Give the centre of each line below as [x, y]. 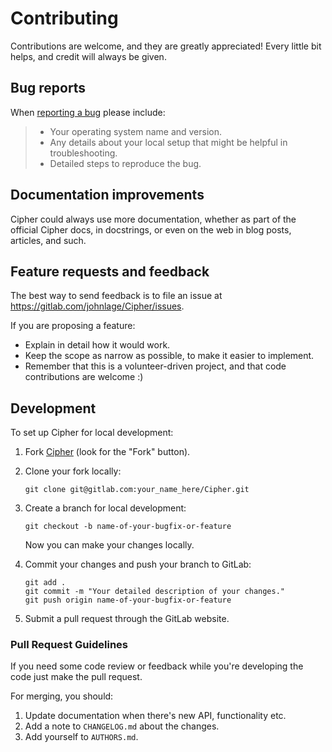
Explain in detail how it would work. [97, 345]
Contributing [64, 18]
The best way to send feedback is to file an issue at [116, 296]
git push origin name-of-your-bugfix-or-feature [128, 600]
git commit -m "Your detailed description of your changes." [155, 592]
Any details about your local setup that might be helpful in [168, 142]
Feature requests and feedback [110, 271]
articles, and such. [48, 240]
